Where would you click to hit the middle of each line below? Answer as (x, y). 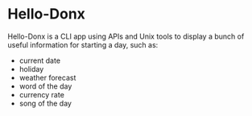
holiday (31, 68)
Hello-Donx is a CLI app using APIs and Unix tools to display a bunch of (126, 36)
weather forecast (48, 77)
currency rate (42, 94)
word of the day (45, 86)
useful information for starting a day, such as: (83, 44)
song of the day (45, 103)
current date (40, 60)
